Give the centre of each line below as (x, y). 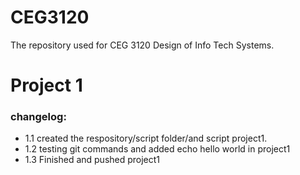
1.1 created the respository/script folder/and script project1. (146, 138)
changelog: (38, 117)
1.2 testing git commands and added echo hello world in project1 (157, 149)
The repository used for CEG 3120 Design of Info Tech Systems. (142, 45)
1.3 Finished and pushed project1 (92, 160)
